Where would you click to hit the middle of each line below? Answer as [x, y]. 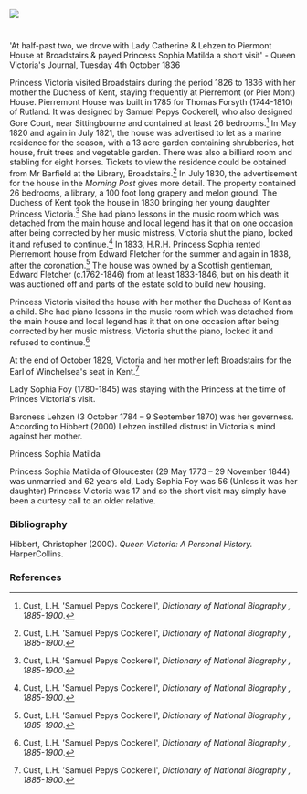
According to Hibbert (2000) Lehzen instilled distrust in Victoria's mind [143, 426]
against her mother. [46, 436]
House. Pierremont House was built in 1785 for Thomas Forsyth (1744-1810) [152, 102]
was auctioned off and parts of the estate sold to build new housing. [138, 284]
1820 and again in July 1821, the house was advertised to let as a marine [145, 132]
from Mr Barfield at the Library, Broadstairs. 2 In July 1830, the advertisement [153, 172]
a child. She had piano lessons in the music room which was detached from [152, 312]
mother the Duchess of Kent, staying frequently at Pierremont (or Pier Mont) [153, 92]
